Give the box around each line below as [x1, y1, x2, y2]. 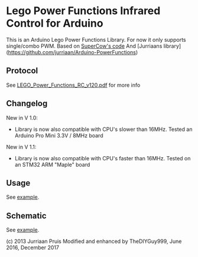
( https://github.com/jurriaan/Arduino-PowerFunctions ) [6, 48, 138, 55]
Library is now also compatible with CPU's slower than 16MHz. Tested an [14, 126, 193, 133]
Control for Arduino [6, 17, 103, 30]
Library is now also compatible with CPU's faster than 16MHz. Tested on [14, 154, 191, 162]
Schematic [6, 210, 47, 220]
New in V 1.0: [6, 114, 38, 121]
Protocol [6, 66, 38, 76]
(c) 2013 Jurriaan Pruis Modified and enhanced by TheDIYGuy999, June [6, 238, 182, 245]
